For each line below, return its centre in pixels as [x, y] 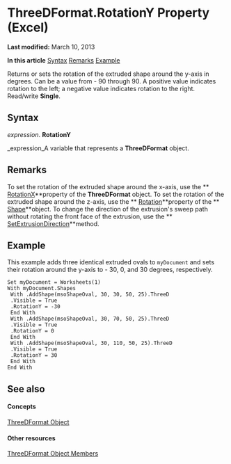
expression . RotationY [39, 134]
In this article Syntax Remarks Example [64, 60]
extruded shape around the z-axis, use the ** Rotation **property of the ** [113, 201]
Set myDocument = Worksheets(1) [54, 282]
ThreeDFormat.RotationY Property [109, 13]
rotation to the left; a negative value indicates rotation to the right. [101, 88]
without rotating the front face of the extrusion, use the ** [90, 216]
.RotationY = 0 [32, 331]
